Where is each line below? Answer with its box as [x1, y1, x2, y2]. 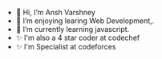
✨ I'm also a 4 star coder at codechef [15, 33, 140, 42]
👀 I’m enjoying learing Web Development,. [15, 16, 155, 26]
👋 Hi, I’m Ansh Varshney [15, 8, 96, 17]
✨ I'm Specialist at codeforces [15, 42, 116, 51]
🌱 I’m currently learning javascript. [15, 25, 130, 33]
